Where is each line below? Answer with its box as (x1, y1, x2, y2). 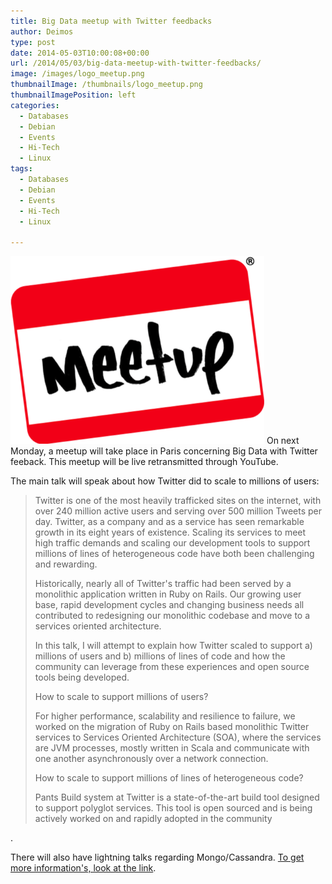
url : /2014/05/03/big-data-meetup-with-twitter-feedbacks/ (10, 58, 262, 69)
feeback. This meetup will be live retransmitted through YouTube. (10, 456, 279, 468)
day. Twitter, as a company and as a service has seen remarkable (34, 516, 305, 528)
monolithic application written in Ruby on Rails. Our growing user (34, 588, 302, 600)
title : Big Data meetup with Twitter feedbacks (10, 16, 213, 26)
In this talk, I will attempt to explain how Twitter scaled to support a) (34, 640, 313, 652)
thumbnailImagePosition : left (10, 90, 137, 100)
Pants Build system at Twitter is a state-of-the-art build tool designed (34, 791, 320, 804)
